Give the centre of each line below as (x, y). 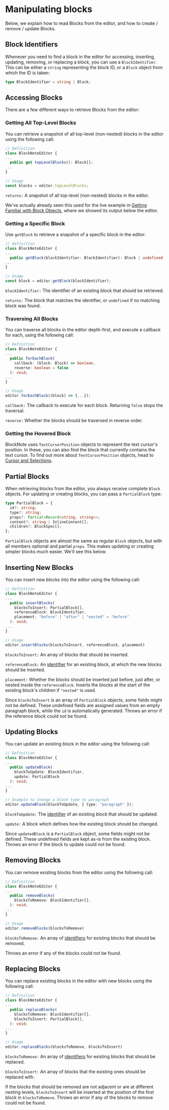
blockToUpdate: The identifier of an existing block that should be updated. (82, 814)
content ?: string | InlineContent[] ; (49, 522)
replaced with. (20, 1077)
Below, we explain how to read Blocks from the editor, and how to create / (81, 23)
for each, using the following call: (40, 335)
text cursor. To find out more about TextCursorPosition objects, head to (79, 455)
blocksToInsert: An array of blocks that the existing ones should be (75, 1071)
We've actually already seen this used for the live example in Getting (76, 205)
